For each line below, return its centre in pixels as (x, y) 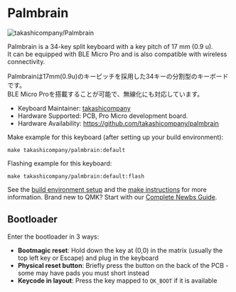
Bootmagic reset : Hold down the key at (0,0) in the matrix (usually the (120, 250)
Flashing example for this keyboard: (60, 163)
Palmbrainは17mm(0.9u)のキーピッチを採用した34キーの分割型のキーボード (118, 76)
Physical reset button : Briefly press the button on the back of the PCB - (123, 265)
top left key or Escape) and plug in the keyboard (88, 258)
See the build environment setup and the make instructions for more (107, 189)
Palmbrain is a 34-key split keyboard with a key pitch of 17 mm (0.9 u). (110, 46)
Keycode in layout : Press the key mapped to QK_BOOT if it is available (117, 280)
